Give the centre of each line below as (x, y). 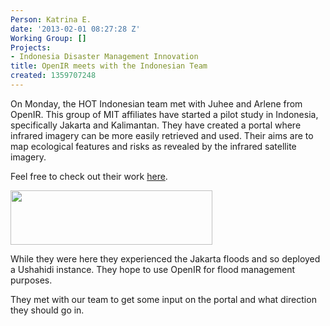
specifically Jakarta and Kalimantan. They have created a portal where (156, 125)
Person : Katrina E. (51, 19)
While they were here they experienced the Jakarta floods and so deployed (165, 258)
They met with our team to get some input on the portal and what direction (163, 299)
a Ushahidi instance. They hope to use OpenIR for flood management (153, 269)
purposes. (31, 280)
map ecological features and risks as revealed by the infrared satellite (153, 146)
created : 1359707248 (53, 76)
